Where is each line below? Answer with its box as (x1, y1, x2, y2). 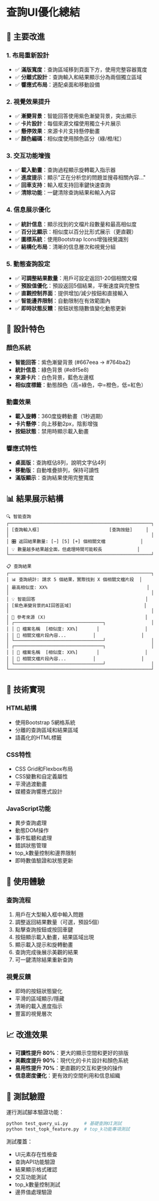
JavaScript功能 (6, 804, 51, 813)
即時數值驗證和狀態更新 (14, 857, 73, 864)
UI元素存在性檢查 (14, 1150, 58, 1158)
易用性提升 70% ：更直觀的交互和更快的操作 (14, 1065, 123, 1072)
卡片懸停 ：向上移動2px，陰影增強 (14, 420, 98, 427)
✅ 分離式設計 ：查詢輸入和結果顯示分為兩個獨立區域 (14, 73, 142, 80)
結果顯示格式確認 (14, 1165, 58, 1173)
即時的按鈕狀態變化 (14, 987, 63, 995)
